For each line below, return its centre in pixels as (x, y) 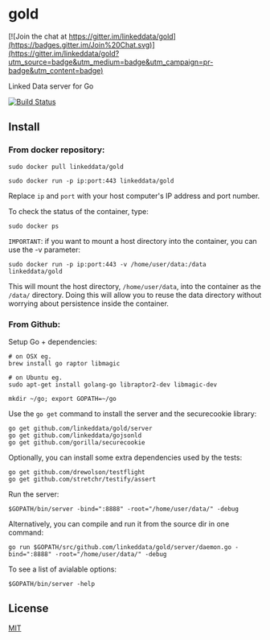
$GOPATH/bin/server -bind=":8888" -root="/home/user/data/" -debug (124, 509)
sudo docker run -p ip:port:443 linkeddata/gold (91, 181)
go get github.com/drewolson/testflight (77, 472)
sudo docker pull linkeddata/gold (66, 167)
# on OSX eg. (30, 356)
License (29, 609)
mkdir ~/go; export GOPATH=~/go (62, 398)
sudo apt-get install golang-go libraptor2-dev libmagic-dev (113, 384)
